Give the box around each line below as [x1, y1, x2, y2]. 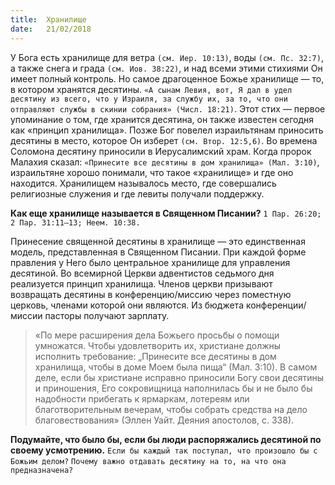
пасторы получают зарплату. [44, 309, 170, 321]
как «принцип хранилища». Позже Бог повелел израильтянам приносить [10, 124, 324, 136]
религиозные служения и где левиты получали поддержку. [10, 187, 265, 200]
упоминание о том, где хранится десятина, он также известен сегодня [10, 113, 315, 125]
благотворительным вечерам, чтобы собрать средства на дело [34, 403, 308, 415]
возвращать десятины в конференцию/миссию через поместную [10, 288, 292, 300]
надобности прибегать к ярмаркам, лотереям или [34, 392, 250, 405]
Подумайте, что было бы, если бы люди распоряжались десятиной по [10, 433, 322, 445]
